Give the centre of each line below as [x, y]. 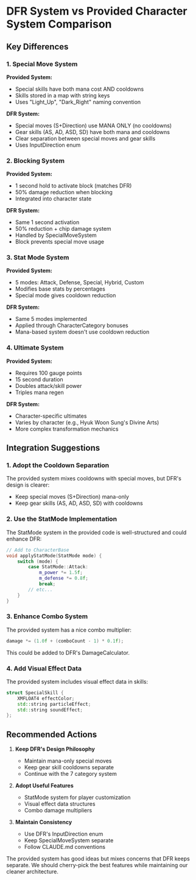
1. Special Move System [42, 64]
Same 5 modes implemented [51, 319]
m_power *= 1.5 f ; [61, 573]
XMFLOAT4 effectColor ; [46, 699]
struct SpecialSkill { [35, 692]
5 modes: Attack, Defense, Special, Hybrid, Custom [79, 283]
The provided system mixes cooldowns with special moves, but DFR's [94, 479]
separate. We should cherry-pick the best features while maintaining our [97, 865]
